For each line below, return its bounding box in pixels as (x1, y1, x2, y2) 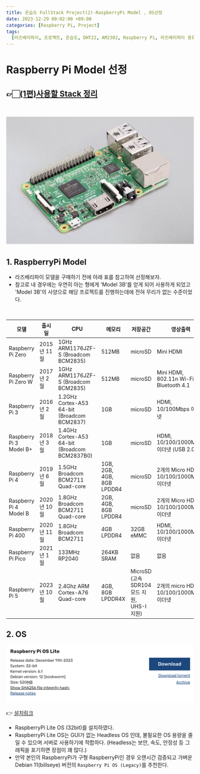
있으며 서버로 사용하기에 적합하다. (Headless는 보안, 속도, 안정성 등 (27, 739, 184, 746)
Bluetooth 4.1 (157, 381, 190, 388)
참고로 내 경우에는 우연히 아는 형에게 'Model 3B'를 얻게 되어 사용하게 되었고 (14, 281, 191, 288)
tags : (6, 29, 20, 35)
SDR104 (130, 582, 152, 589)
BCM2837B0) (58, 452, 93, 459)
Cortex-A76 (58, 589, 89, 596)
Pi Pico (8, 555, 26, 562)
